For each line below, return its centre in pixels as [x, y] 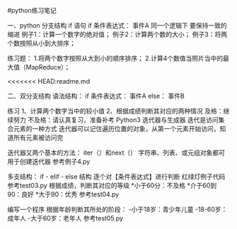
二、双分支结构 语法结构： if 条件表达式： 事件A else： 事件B [96, 96]
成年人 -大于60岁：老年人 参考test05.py [65, 218]
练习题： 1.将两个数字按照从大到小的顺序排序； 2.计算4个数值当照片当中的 [115, 58]
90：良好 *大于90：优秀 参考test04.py [63, 194]
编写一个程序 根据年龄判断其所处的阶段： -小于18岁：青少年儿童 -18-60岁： [117, 209]
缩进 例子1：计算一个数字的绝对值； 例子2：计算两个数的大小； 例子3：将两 [117, 34]
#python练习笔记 [32, 10]
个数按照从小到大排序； [41, 43]
